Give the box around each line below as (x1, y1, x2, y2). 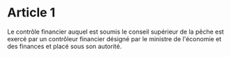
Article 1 (7, 5, 56, 21)
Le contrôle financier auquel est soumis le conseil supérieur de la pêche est (7, 27, 224, 36)
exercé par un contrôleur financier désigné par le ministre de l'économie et (7, 34, 222, 43)
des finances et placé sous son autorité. (7, 42, 122, 50)
